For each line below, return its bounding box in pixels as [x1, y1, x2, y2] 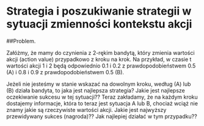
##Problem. [6, 37, 36, 44]
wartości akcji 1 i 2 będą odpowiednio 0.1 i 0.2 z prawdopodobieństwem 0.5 [6, 62, 196, 69]
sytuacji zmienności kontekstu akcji [6, 17, 192, 31]
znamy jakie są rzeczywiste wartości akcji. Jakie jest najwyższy [6, 106, 167, 113]
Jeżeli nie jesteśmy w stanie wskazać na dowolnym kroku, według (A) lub [6, 80, 191, 88]
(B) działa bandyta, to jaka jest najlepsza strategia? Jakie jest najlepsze [6, 86, 185, 94]
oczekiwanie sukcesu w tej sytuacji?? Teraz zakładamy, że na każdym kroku [6, 93, 199, 100]
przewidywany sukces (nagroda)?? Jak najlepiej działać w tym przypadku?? [6, 113, 197, 120]
